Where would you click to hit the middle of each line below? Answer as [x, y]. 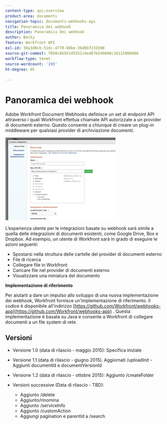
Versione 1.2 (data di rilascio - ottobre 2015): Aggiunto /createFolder [83, 375]
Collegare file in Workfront [40, 265]
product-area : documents [31, 16]
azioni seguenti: [22, 245]
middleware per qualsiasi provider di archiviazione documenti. [70, 130]
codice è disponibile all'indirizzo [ [40, 306]
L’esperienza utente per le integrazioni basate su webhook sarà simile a [79, 228]
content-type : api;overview [35, 11]
